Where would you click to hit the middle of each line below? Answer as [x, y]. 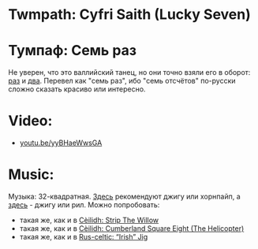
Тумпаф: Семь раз [72, 51]
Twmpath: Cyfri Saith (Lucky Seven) [129, 15]
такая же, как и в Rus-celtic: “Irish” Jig [84, 237]
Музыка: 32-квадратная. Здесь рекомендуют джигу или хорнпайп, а [124, 196]
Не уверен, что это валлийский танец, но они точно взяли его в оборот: [129, 72]
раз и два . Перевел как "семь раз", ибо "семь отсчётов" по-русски [122, 81]
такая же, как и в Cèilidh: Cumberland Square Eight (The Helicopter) [132, 229]
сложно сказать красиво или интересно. [77, 89]
